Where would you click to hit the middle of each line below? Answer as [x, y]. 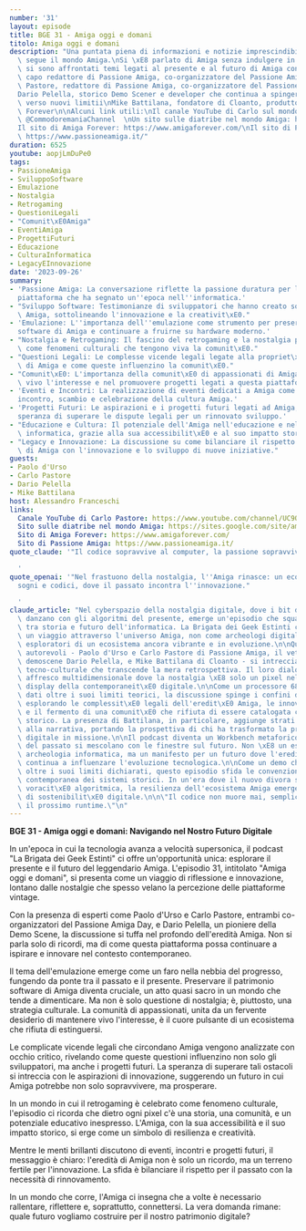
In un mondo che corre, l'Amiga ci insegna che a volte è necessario [135, 1197]
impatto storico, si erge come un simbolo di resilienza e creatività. [133, 1133]
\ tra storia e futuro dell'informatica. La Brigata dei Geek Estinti [154, 627]
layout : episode [40, 26]
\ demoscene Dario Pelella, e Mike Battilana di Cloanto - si [138, 661]
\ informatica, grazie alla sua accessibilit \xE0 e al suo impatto [148, 433]
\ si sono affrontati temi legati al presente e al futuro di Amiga [150, 69]
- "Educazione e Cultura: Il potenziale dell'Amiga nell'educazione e [146, 425]
